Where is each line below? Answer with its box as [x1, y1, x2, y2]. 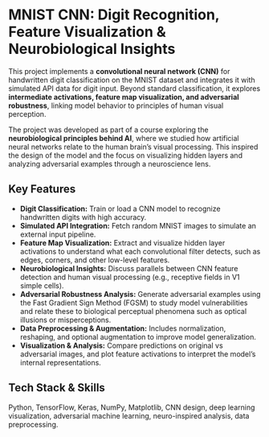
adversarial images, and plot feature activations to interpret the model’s [19, 348, 256, 359]
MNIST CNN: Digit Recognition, [8, 6, 220, 24]
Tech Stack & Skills [8, 381, 106, 395]
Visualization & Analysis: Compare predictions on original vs [19, 340, 223, 350]
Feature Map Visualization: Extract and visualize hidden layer [19, 237, 226, 247]
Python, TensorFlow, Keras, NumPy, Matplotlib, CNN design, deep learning [8, 402, 255, 412]
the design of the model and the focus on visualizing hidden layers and [8, 150, 243, 160]
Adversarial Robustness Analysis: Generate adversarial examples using [19, 289, 261, 299]
